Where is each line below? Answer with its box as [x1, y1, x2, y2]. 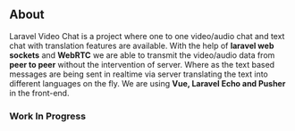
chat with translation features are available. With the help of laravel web [9, 40, 274, 51]
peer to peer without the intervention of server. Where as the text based [9, 59, 275, 70]
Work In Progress [9, 110, 87, 122]
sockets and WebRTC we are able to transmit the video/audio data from [9, 49, 275, 61]
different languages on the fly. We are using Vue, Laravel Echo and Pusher [9, 78, 286, 88]
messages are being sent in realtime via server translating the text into [9, 69, 268, 79]
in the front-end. [9, 87, 70, 98]
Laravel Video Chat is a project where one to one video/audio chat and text [9, 30, 285, 41]
